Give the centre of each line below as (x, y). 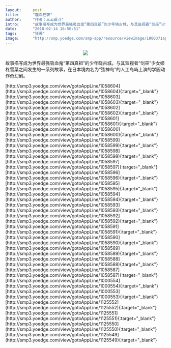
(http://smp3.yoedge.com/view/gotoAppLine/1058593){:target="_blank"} (82, 210)
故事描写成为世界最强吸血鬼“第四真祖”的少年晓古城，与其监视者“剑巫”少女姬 (85, 63)
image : (12, 39)
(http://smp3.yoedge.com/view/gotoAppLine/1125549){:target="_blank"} (81, 340)
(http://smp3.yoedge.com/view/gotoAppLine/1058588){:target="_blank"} (82, 264)
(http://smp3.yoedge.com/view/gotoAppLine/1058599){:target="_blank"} (82, 145)
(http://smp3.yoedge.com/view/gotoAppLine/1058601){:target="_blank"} (81, 124)
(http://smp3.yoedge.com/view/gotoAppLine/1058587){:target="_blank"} (81, 275)
